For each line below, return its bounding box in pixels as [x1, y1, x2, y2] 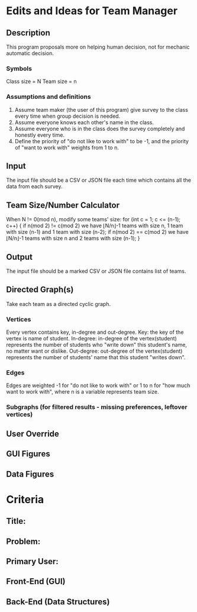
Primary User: [6, 556, 59, 566]
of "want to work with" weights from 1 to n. [14, 144, 120, 151]
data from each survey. [6, 183, 63, 190]
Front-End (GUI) [6, 576, 66, 587]
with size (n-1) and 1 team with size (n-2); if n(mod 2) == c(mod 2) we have [6, 228, 189, 236]
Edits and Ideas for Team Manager [6, 4, 178, 18]
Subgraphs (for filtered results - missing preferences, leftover [6, 403, 188, 411]
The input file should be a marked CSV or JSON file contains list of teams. [6, 268, 186, 275]
